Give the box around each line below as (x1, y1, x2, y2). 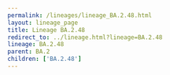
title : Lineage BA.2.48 (7, 26, 86, 34)
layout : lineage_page (7, 19, 79, 27)
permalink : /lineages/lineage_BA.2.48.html (7, 11, 153, 20)
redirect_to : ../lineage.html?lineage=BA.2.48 (7, 33, 163, 41)
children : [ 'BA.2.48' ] (7, 55, 82, 63)
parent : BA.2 (7, 48, 50, 55)
